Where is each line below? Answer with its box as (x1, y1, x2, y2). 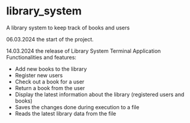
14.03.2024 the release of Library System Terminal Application (6, 47, 161, 55)
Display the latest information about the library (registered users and (14, 91, 185, 98)
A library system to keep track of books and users (6, 24, 130, 31)
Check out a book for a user (14, 78, 85, 85)
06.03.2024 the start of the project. (6, 35, 94, 43)
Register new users (14, 71, 63, 79)
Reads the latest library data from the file (14, 110, 116, 117)
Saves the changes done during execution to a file (14, 103, 139, 110)
